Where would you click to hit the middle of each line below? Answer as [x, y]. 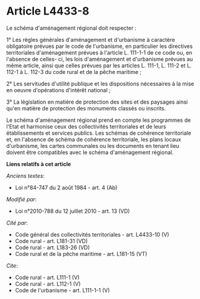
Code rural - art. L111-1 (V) [47, 277]
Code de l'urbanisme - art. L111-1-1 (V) [62, 290]
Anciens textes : [26, 176]
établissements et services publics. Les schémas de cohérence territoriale [99, 133]
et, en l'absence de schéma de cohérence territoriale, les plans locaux [94, 139]
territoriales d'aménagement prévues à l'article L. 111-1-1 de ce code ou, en [99, 52]
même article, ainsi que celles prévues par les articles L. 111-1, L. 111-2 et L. [99, 66]
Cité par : [17, 223]
